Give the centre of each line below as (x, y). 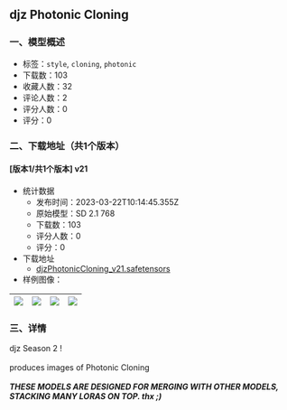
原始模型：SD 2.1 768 (75, 213)
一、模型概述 (37, 42)
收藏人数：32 (47, 86)
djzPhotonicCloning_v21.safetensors (103, 268)
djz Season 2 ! (36, 349)
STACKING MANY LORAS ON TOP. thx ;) (86, 396)
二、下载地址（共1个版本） (67, 145)
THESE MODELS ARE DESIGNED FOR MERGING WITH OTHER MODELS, (144, 387)
